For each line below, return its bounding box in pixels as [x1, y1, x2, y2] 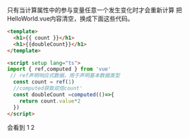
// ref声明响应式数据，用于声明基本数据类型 [10, 72, 121, 79]
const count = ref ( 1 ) [13, 79, 75, 85]
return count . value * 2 [19, 98, 81, 105]
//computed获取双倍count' [13, 85, 83, 92]
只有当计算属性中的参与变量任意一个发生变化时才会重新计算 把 [7, 6, 182, 14]
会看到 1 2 [7, 124, 35, 132]
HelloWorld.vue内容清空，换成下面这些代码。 [7, 14, 134, 23]
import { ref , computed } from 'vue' [7, 66, 111, 73]
